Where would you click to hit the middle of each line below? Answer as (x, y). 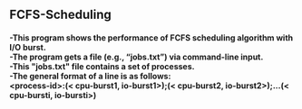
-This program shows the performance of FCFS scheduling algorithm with (151, 37)
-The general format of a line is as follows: (90, 76)
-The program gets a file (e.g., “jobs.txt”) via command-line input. (136, 57)
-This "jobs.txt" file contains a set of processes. (102, 66)
